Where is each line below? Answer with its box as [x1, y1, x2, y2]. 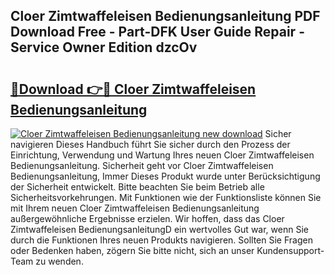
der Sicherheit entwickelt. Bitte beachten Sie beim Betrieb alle [10, 181, 265, 193]
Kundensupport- [256, 245, 325, 256]
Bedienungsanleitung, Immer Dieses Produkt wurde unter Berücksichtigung [10, 170, 321, 182]
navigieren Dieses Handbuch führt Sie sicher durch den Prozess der [10, 139, 291, 150]
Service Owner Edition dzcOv [10, 39, 198, 56]
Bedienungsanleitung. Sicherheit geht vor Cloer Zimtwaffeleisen [10, 160, 274, 171]
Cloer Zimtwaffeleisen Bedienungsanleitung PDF [10, 8, 321, 25]
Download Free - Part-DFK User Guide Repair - [10, 24, 305, 41]
